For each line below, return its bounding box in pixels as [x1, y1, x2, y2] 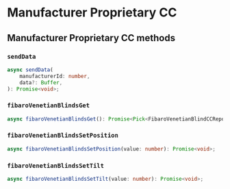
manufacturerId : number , [19, 73, 90, 79]
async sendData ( [7, 66, 53, 73]
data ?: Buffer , [19, 79, 63, 86]
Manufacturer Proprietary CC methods [7, 32, 176, 44]
